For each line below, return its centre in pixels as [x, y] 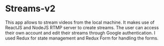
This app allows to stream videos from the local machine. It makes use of [80, 22]
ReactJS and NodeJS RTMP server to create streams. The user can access [82, 27]
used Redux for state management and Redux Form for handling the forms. [82, 38]
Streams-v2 [30, 9]
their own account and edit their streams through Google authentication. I [80, 33]
